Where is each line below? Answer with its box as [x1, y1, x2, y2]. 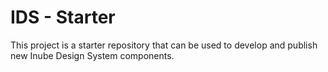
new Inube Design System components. [10, 49, 175, 61]
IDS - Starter [10, 6, 116, 29]
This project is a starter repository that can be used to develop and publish [10, 39, 318, 51]
